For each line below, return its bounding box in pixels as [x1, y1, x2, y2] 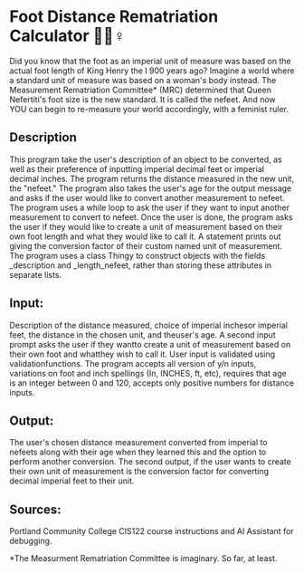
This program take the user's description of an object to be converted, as [9, 154, 282, 165]
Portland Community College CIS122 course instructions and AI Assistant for [9, 526, 294, 537]
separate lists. [9, 269, 62, 280]
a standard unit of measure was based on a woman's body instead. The [9, 74, 277, 85]
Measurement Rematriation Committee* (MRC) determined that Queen [9, 84, 271, 95]
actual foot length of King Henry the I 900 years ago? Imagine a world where [9, 65, 295, 76]
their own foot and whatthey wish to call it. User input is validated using [9, 349, 276, 359]
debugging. [9, 536, 52, 547]
